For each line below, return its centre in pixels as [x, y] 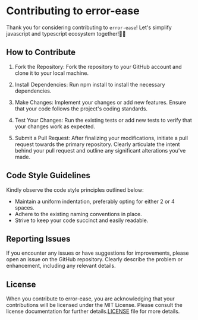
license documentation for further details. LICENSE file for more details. [93, 311]
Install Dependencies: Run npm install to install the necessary [90, 84]
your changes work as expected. [55, 126]
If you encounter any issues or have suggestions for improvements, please [98, 253]
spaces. [24, 207]
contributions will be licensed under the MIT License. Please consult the [94, 305]
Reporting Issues [38, 239]
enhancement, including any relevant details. [61, 266]
